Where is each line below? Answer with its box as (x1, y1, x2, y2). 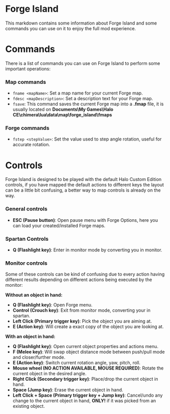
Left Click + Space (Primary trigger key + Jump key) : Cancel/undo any (12, 392, 163, 399)
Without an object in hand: (5, 292, 63, 298)
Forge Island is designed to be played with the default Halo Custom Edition (5, 176, 162, 182)
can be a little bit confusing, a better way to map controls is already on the (5, 187, 161, 193)
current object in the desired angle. (12, 371, 87, 377)
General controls (5, 205, 47, 213)
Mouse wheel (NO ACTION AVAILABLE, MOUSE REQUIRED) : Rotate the (12, 365, 164, 371)
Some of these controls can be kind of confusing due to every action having (5, 271, 165, 278)
